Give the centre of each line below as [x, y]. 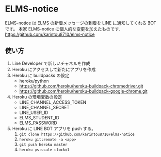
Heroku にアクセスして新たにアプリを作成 [54, 69]
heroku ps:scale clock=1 [44, 150]
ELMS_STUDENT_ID [39, 117]
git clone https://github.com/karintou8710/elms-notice [77, 134]
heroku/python [34, 81]
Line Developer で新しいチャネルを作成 [51, 63]
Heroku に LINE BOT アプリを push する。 [54, 128]
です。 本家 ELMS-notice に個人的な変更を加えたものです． [64, 29]
